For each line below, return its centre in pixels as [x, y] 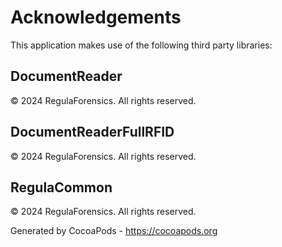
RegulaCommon [61, 187]
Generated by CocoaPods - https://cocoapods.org [114, 231]
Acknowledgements [96, 17]
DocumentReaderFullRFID [92, 132]
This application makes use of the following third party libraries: [141, 45]
